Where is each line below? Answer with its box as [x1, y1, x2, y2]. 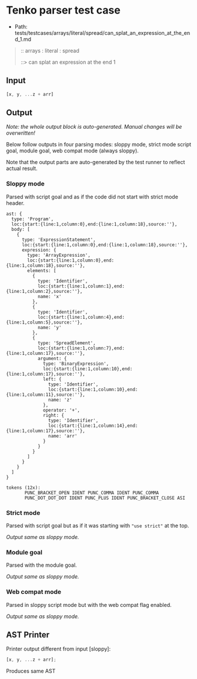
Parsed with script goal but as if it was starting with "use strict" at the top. [6, 522, 189, 529]
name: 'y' [37, 324, 62, 331]
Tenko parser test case [6, 4, 121, 17]
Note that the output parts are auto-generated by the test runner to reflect [6, 159, 185, 166]
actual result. [6, 165, 38, 172]
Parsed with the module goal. [6, 562, 78, 569]
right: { [43, 412, 65, 418]
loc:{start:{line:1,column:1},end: [37, 283, 125, 289]
